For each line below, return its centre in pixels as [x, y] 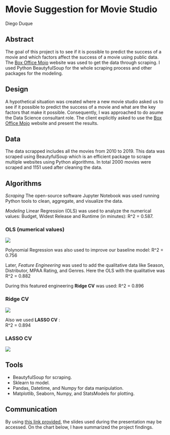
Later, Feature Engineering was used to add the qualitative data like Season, [85, 265]
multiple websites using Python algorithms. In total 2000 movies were [78, 162]
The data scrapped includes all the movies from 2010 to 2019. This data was [85, 151]
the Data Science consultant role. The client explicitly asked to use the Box [83, 117]
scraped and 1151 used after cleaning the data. [54, 167]
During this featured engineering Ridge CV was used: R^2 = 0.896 [75, 286]
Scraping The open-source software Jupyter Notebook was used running [82, 196]
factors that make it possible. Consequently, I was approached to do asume [84, 112]
